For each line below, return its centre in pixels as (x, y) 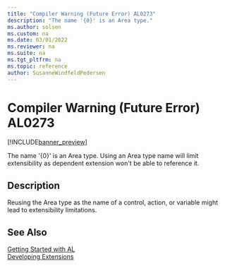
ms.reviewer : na (31, 47)
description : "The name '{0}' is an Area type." (80, 20)
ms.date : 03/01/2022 (38, 40)
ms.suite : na (26, 54)
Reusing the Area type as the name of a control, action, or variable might (113, 202)
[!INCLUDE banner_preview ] (48, 142)
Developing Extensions (41, 257)
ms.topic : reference (38, 66)
